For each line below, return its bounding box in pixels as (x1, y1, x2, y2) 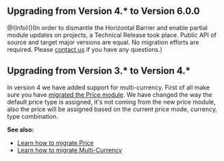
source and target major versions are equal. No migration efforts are (7, 38, 199, 46)
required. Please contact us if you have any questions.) (7, 45, 163, 53)
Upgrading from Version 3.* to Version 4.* (7, 65, 191, 77)
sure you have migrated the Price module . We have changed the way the (7, 90, 212, 98)
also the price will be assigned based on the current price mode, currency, (7, 105, 218, 113)
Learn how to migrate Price (16, 138, 94, 147)
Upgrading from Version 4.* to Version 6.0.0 (7, 5, 200, 17)
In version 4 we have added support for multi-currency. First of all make (7, 83, 210, 91)
